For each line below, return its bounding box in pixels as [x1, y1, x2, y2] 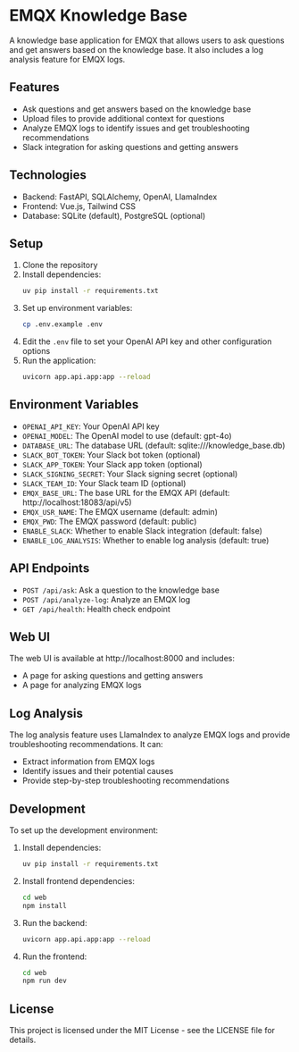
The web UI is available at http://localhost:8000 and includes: [9, 653, 235, 664]
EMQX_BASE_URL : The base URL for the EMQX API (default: [21, 487, 230, 498]
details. [9, 1034, 37, 1046]
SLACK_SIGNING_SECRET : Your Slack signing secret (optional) [21, 468, 238, 479]
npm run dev [21, 976, 67, 986]
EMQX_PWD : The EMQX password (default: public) [21, 516, 197, 526]
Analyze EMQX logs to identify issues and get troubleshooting [21, 122, 250, 133]
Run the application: [21, 355, 96, 366]
